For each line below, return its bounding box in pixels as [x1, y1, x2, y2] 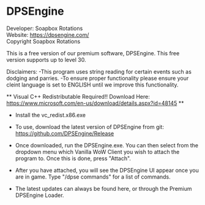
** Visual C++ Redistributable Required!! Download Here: [6, 93, 150, 100]
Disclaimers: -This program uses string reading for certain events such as [6, 68, 192, 75]
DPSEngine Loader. [15, 191, 64, 199]
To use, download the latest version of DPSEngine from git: [15, 123, 164, 130]
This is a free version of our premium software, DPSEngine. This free [6, 49, 180, 56]
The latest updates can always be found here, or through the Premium [15, 185, 192, 192]
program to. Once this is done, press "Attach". [15, 155, 132, 162]
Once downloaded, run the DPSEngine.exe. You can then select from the [15, 141, 199, 149]
